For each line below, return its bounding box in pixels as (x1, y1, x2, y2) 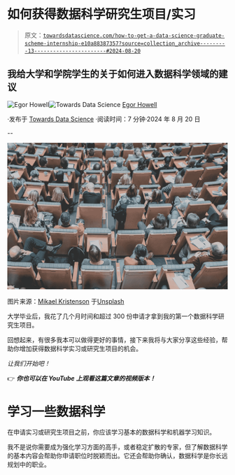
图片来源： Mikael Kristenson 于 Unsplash (7, 297, 124, 306)
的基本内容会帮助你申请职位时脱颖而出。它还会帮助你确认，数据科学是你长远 (7, 452, 228, 460)
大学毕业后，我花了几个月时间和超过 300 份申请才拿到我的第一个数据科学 (7, 312, 219, 320)
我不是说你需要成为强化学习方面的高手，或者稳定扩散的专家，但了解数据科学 (7, 443, 228, 451)
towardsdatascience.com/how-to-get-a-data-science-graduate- (43, 32, 225, 39)
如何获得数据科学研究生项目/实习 (7, 6, 196, 22)
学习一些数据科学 (7, 404, 106, 420)
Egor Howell (122, 100, 157, 108)
